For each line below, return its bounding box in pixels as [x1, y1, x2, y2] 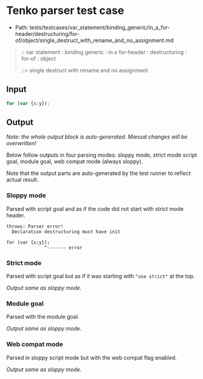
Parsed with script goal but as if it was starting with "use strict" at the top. [6, 273, 195, 280]
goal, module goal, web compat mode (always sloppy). [6, 158, 144, 165]
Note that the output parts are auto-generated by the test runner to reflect [6, 169, 191, 177]
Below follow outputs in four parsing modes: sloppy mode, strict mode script [6, 151, 198, 159]
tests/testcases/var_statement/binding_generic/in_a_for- [29, 24, 170, 31]
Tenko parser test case [6, 4, 124, 18]
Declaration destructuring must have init [12, 228, 121, 234]
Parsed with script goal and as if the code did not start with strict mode [6, 205, 184, 213]
